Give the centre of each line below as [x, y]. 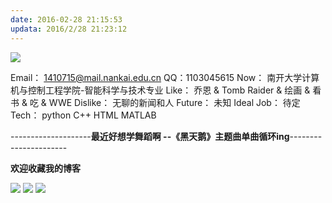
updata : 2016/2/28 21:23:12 [69, 29]
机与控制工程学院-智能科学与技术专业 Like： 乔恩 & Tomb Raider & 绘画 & [160, 90]
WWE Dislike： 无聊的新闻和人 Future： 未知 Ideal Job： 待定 [174, 102]
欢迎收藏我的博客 [45, 168]
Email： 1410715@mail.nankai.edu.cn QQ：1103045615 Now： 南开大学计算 [165, 77]
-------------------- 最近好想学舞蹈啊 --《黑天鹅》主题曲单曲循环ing [150, 136]
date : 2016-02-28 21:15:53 [66, 19]
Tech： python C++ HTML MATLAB [83, 115]
